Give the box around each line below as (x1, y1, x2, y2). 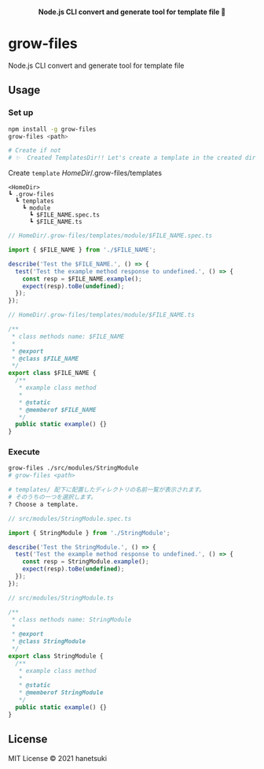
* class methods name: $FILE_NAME (11, 332, 125, 340)
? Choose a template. (8, 500, 79, 508)
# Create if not (8, 147, 61, 154)
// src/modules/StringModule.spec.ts (8, 515, 132, 522)
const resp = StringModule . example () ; (22, 558, 149, 566)
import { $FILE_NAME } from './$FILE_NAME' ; (8, 246, 156, 254)
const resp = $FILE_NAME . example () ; (22, 275, 143, 283)
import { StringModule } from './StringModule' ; (8, 529, 170, 537)
